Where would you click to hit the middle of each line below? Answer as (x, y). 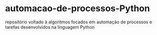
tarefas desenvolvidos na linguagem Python (50, 27)
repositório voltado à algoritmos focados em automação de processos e (79, 22)
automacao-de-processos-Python (78, 9)
